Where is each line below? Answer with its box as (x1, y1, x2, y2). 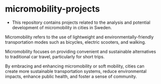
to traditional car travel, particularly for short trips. (5, 53, 105, 59)
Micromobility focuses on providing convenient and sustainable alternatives (5, 49, 156, 54)
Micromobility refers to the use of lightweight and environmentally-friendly (5, 34, 154, 40)
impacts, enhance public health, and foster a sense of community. (5, 73, 137, 79)
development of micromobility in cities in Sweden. (12, 24, 112, 30)
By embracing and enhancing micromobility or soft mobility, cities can (5, 63, 145, 69)
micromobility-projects (5, 3, 100, 15)
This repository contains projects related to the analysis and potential (12, 19, 150, 25)
